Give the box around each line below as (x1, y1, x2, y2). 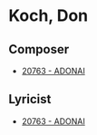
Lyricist (8, 92, 52, 107)
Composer (8, 42, 70, 57)
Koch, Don (8, 5, 89, 26)
